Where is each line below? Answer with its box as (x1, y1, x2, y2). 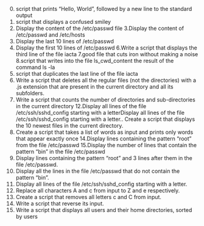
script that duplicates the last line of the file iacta (15, 70, 139, 77)
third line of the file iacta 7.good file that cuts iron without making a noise (15, 51, 199, 57)
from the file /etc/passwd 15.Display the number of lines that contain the (15, 142, 197, 148)
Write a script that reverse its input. (15, 200, 104, 207)
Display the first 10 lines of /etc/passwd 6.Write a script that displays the (15, 44, 197, 51)
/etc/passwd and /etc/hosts (15, 31, 85, 38)
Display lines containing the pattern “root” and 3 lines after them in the (15, 155, 192, 161)
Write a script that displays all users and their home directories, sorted (15, 206, 192, 213)
